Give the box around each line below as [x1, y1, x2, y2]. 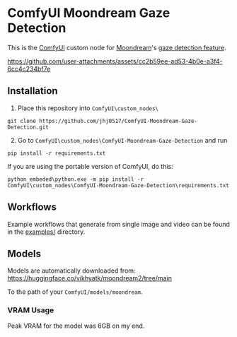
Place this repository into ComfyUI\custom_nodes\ [17, 104, 159, 112]
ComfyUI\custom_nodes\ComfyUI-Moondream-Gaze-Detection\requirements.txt [7, 182, 230, 189]
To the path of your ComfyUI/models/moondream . [7, 288, 143, 296]
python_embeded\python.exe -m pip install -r [7, 175, 144, 183]
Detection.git [7, 124, 50, 131]
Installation [7, 85, 58, 97]
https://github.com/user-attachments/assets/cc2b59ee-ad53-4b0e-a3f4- [7, 57, 223, 65]
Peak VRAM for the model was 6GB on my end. [7, 321, 145, 330]
